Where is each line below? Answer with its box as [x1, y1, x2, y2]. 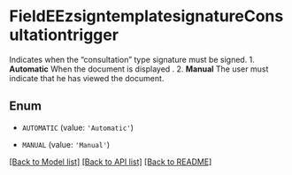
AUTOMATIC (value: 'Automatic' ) [21, 122, 134, 133]
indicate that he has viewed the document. [9, 72, 165, 83]
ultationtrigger [9, 25, 119, 45]
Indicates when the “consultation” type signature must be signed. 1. [9, 54, 255, 65]
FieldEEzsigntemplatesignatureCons [9, 6, 284, 27]
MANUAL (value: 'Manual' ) [21, 139, 111, 149]
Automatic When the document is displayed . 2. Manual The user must [9, 64, 269, 74]
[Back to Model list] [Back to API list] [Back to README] [9, 156, 212, 167]
